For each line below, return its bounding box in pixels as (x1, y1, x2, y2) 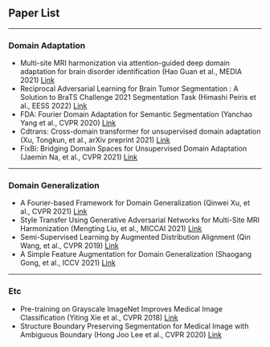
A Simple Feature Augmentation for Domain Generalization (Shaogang (19, 250, 252, 259)
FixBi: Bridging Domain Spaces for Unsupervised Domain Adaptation (19, 144, 247, 154)
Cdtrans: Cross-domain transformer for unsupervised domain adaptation (19, 126, 261, 136)
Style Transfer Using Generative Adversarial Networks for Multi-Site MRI (19, 215, 260, 225)
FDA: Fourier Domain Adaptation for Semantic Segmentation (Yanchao (19, 109, 253, 119)
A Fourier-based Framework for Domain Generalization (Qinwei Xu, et (19, 198, 251, 208)
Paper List (8, 6, 60, 20)
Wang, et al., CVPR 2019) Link (19, 241, 119, 250)
